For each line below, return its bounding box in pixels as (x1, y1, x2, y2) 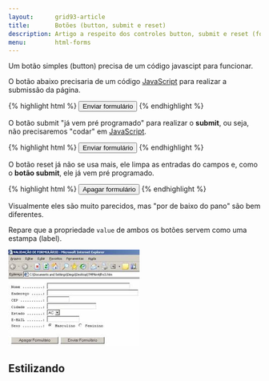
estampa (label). (8, 234, 62, 243)
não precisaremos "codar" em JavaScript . (8, 126, 147, 136)
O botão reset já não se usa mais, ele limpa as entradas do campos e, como (8, 160, 259, 170)
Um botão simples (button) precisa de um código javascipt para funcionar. (8, 61, 254, 71)
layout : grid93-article (8, 13, 106, 21)
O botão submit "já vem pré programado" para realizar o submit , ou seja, (8, 118, 250, 128)
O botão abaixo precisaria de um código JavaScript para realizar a (8, 77, 227, 86)
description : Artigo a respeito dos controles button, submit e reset (8, 30, 249, 38)
